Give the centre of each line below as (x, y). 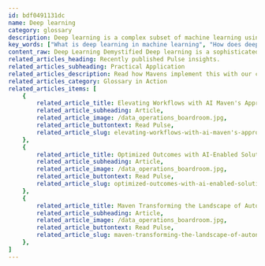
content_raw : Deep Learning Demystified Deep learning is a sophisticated (134, 52)
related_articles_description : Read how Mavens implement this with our (130, 74)
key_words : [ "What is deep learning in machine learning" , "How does (125, 45)
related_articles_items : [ (52, 89)
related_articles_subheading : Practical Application (97, 67)
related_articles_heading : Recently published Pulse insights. (114, 60)
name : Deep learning (42, 23)
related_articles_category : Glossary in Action (88, 81)
